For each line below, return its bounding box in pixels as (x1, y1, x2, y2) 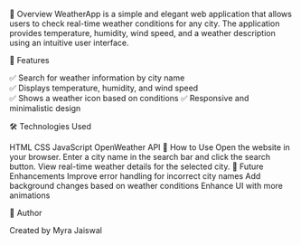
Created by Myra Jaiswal (9, 225, 102, 235)
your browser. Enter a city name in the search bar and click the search (9, 152, 271, 162)
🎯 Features (9, 55, 50, 65)
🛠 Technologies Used (9, 121, 92, 131)
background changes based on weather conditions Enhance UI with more (9, 181, 283, 191)
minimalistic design (9, 103, 81, 113)
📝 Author (9, 208, 42, 218)
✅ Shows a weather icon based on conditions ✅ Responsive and (9, 93, 249, 103)
